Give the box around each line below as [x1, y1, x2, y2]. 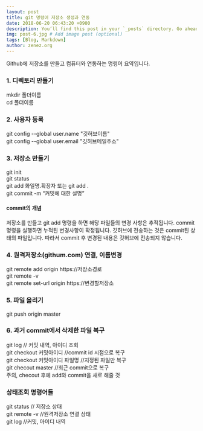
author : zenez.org [6, 43, 53, 49]
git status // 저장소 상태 [6, 403, 62, 410]
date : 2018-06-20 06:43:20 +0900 [6, 20, 91, 26]
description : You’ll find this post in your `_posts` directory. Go [6, 25, 182, 32]
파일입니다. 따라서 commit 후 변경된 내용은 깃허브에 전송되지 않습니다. [17, 234, 182, 241]
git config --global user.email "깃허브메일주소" [6, 138, 119, 145]
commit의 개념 [6, 205, 42, 212]
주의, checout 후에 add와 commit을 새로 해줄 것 [6, 371, 120, 378]
